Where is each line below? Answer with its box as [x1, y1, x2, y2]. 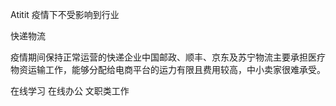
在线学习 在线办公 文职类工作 [10, 85, 130, 97]
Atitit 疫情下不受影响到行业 [10, 9, 120, 20]
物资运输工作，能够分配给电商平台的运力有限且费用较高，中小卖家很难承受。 [10, 64, 326, 75]
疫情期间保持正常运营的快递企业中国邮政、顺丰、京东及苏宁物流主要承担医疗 [10, 51, 326, 63]
